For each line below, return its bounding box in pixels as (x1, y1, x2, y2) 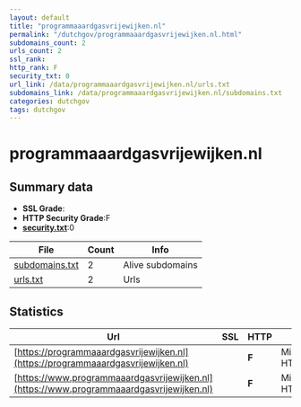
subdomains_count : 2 (9, 38, 87, 48)
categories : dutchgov (9, 96, 90, 106)
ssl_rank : (9, 55, 47, 64)
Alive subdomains (123, 259, 199, 271)
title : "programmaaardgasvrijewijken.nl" (9, 22, 167, 31)
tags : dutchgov (9, 105, 66, 114)
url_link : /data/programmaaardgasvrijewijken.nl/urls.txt (9, 80, 230, 89)
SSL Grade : (21, 203, 65, 214)
